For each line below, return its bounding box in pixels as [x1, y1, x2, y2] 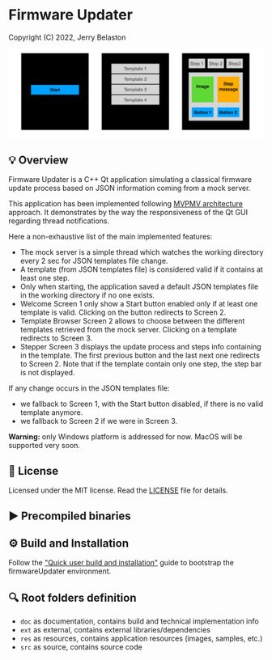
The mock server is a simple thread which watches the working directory [19, 247, 264, 257]
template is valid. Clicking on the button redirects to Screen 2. [19, 307, 227, 317]
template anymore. [19, 408, 83, 417]
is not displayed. [19, 368, 75, 378]
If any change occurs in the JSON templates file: [8, 383, 170, 393]
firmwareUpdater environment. [8, 566, 112, 576]
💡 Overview [8, 154, 69, 167]
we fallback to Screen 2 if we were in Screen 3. [19, 417, 178, 426]
